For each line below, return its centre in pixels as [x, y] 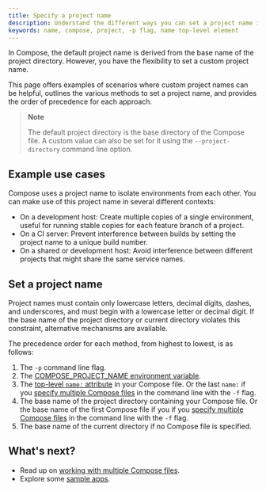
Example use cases [57, 174]
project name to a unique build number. [84, 242]
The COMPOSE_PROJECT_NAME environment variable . [110, 376]
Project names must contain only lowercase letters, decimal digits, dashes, [130, 303]
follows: [21, 352]
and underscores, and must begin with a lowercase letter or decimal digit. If [131, 311]
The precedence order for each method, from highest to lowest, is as [121, 344]
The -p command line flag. [63, 367]
